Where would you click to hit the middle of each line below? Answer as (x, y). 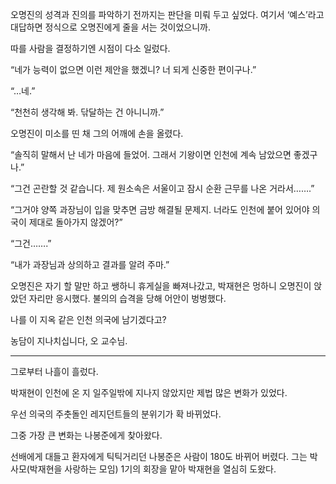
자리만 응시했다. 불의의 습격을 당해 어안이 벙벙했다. (127, 298)
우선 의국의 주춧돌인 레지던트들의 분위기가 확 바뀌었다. (116, 414)
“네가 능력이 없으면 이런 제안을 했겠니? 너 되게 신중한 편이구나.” (133, 69)
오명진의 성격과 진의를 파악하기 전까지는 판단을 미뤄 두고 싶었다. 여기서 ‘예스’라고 (167, 14)
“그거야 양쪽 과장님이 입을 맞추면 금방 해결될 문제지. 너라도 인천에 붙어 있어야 (160, 209)
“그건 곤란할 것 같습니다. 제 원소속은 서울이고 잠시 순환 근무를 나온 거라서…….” (162, 188)
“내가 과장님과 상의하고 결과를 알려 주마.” (90, 264)
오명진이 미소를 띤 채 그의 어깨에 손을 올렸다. (97, 133)
